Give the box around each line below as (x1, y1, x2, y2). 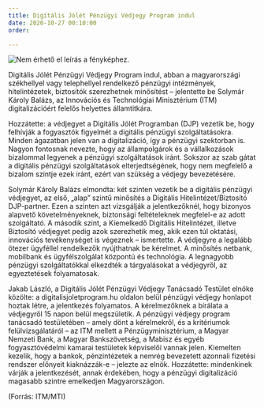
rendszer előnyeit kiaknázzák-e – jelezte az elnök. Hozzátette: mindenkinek (8, 360, 252, 369)
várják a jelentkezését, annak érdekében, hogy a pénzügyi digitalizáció (8, 368, 238, 378)
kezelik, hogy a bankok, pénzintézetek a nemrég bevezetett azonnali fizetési (8, 351, 256, 361)
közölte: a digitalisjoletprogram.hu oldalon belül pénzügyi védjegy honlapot (8, 293, 252, 302)
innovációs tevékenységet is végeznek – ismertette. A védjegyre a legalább (8, 235, 252, 245)
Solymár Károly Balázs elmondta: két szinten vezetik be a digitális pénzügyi (8, 185, 253, 195)
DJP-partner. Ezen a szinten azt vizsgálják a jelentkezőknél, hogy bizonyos (8, 202, 251, 211)
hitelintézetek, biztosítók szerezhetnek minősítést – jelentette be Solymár (8, 87, 244, 96)
